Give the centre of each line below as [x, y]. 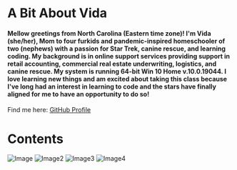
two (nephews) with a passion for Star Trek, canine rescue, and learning [117, 49]
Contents [36, 139]
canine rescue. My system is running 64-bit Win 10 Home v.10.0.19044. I [117, 71]
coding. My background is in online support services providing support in [119, 56]
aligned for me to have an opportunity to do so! [79, 94]
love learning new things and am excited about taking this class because [117, 79]
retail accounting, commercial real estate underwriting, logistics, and [112, 64]
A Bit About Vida [57, 13]
